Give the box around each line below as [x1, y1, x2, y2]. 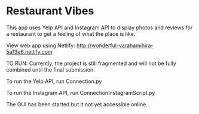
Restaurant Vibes [6, 4, 94, 18]
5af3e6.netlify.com [6, 48, 53, 55]
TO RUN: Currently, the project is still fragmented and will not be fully [6, 60, 176, 67]
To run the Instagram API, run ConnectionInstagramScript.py [6, 89, 155, 96]
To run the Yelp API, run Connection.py [6, 78, 102, 85]
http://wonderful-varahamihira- [76, 42, 154, 49]
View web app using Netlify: [6, 42, 76, 49]
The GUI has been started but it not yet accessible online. [6, 100, 148, 108]
